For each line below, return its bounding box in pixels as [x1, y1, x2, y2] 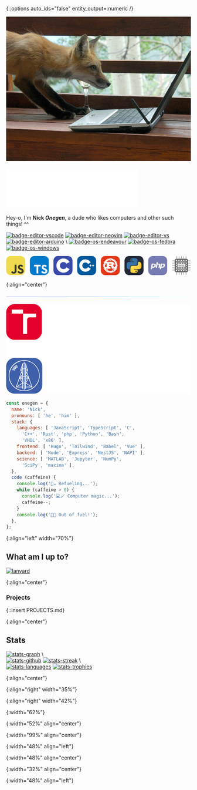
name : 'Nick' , [11, 406, 46, 412]
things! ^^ [6, 220, 29, 228]
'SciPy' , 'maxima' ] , [21, 462, 75, 468]
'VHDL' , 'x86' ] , [21, 438, 64, 443]
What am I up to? [6, 552, 69, 562]
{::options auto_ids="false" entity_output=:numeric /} [6, 5, 134, 12]
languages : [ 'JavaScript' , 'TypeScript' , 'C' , [16, 425, 135, 431]
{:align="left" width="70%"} [6, 534, 74, 542]
